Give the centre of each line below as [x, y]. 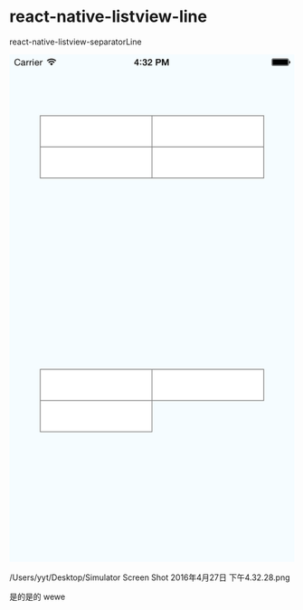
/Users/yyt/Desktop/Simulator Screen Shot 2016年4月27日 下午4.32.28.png [150, 577]
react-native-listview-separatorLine [76, 42]
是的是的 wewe [38, 597]
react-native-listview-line [109, 17]
